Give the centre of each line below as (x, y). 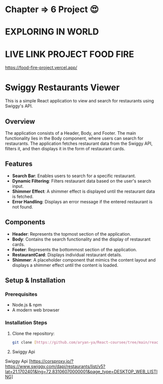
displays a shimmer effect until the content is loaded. (65, 265)
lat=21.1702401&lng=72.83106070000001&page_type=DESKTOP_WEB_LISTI (81, 371)
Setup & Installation (35, 280)
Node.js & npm (27, 305)
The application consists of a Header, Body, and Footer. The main (71, 133)
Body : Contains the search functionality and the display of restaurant (81, 239)
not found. (22, 207)
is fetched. (23, 196)
